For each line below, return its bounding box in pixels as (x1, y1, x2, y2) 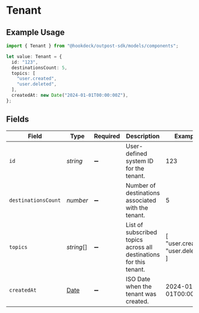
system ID (126, 157, 154, 165)
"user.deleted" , (17, 81, 57, 87)
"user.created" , (17, 75, 57, 82)
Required (94, 132, 120, 140)
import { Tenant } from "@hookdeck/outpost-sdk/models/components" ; (6, 43, 179, 49)
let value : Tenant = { (6, 53, 62, 59)
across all (126, 243, 153, 251)
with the (126, 203, 149, 211)
